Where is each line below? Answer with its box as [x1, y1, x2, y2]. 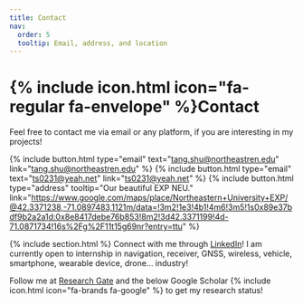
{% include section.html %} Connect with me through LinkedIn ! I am [9, 239, 262, 250]
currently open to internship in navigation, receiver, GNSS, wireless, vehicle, [9, 248, 292, 259]
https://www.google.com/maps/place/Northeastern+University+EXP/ [31, 192, 289, 204]
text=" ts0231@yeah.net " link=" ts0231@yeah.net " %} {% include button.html [9, 173, 294, 184]
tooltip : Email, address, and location [17, 38, 168, 48]
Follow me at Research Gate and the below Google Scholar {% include [9, 275, 271, 286]
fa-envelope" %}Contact [68, 97, 260, 118]
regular [9, 97, 65, 118]
